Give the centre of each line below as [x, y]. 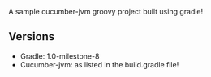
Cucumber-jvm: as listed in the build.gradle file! [99, 64]
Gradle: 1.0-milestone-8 [60, 56]
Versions [32, 36]
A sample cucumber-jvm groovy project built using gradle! [106, 12]
